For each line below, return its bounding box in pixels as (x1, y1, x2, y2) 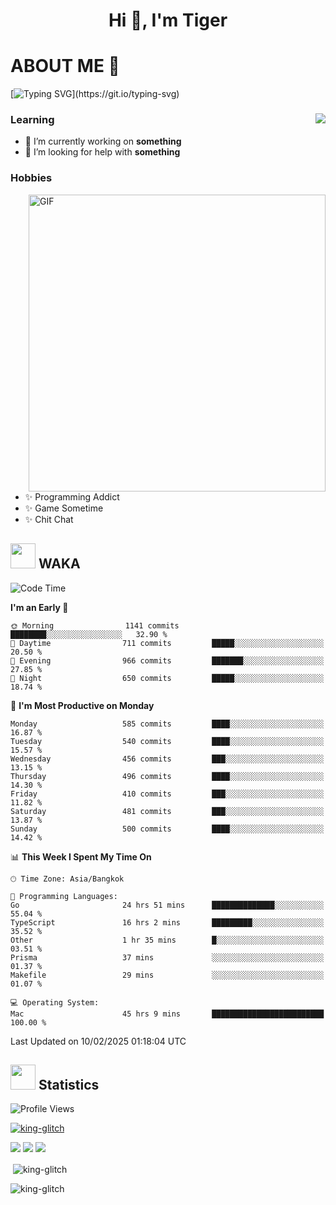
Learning (10, 113, 55, 127)
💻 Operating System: (10, 997, 100, 1008)
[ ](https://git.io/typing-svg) (10, 88, 180, 100)
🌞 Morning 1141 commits (10, 620, 180, 631)
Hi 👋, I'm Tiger (108, 9, 228, 32)
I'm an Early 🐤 (10, 601, 69, 613)
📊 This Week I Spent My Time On (10, 850, 152, 863)
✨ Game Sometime (24, 502, 104, 514)
